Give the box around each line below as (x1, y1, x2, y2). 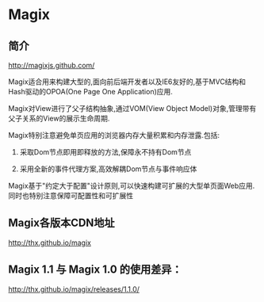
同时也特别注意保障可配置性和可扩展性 (8, 191, 133, 200)
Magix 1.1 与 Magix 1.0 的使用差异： (8, 263, 182, 277)
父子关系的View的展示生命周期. (8, 113, 110, 123)
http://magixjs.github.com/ (8, 61, 95, 70)
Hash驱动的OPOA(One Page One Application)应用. (8, 87, 173, 96)
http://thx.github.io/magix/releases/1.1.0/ (8, 284, 140, 294)
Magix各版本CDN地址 (8, 216, 115, 230)
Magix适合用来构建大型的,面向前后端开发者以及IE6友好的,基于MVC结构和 (8, 77, 247, 86)
